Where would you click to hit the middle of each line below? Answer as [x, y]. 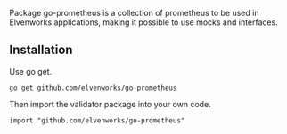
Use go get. [31, 71]
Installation [41, 50]
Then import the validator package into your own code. [110, 104]
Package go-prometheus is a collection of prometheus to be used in [134, 13]
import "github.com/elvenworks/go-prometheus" [97, 120]
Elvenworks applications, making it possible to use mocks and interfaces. [143, 22]
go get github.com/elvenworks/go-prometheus [93, 88]
